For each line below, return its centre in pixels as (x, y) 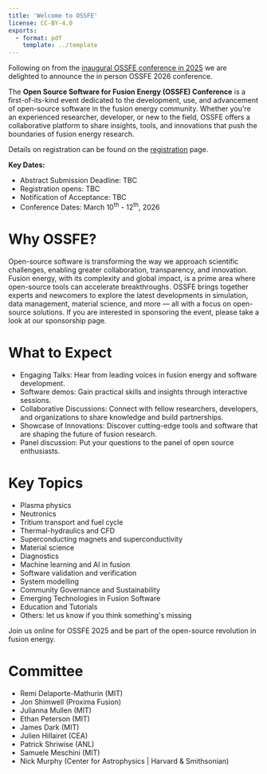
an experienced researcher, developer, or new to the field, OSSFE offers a (130, 117)
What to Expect (60, 352)
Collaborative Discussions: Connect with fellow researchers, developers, (139, 408)
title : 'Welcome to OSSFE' (53, 16)
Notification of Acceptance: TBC (73, 197)
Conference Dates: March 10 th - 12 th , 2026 (90, 206)
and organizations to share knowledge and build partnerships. (122, 417)
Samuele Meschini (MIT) (60, 752)
